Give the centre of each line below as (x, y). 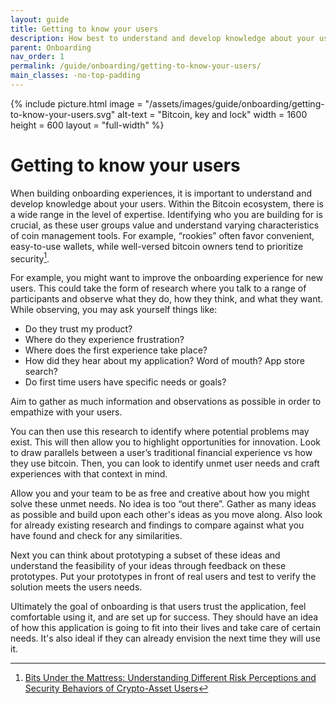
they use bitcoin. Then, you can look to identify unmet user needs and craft (165, 463)
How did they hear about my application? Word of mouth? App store (165, 361)
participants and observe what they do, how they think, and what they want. (167, 299)
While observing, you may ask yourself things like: (114, 310)
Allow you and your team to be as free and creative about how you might (160, 493)
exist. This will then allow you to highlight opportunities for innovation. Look (165, 442)
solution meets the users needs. (76, 587)
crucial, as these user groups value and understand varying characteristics (165, 225)
